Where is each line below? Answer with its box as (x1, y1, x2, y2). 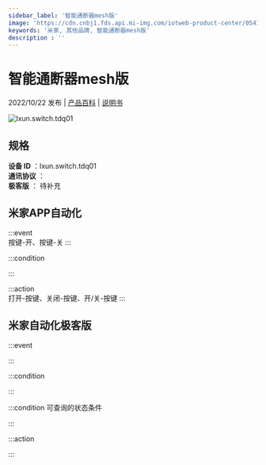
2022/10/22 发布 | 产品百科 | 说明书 (8, 98, 123, 108)
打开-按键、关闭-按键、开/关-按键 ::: (8, 293, 126, 303)
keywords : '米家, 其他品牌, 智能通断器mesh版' (8, 26, 150, 34)
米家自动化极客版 (8, 318, 92, 333)
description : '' (8, 33, 66, 42)
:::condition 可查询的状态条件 (8, 402, 103, 412)
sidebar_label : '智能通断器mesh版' (8, 11, 119, 20)
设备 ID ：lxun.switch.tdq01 (8, 162, 97, 170)
